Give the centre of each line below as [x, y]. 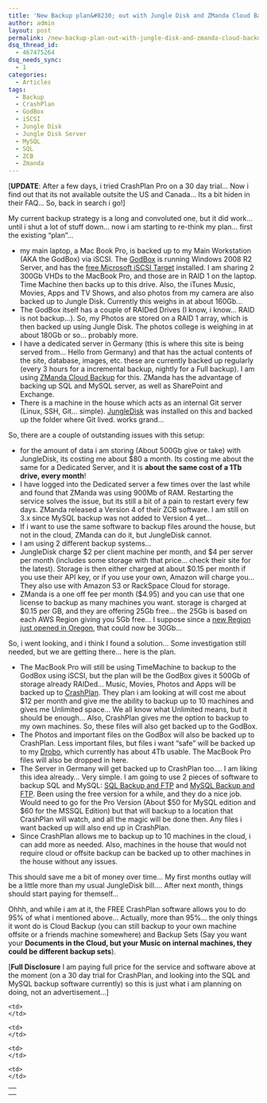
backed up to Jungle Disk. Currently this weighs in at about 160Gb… [131, 301]
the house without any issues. [68, 862]
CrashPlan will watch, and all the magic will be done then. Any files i [131, 819]
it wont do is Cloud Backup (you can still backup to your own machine [122, 926]
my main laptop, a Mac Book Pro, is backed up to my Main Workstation [135, 251]
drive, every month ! [53, 476]
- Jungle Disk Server [51, 134]
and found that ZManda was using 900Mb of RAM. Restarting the [126, 493]
